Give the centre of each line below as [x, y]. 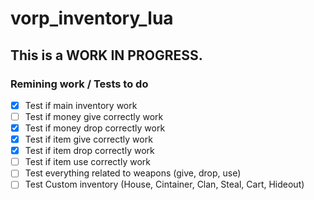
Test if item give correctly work [88, 139]
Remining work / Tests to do [79, 84]
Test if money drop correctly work [95, 128]
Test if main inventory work [81, 105]
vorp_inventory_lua [92, 18]
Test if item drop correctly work [89, 151]
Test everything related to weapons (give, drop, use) [133, 173]
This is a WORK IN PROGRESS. [106, 55]
